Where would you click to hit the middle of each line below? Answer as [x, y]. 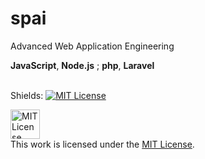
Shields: [27, 95]
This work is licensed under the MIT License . [102, 144]
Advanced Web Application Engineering [92, 46]
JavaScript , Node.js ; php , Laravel [82, 65]
